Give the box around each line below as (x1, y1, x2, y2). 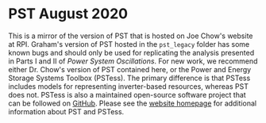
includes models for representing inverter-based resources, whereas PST (8, 81, 249, 91)
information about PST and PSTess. (8, 106, 125, 116)
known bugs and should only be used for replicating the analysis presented (8, 48, 255, 57)
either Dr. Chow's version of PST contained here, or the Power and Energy (8, 64, 252, 74)
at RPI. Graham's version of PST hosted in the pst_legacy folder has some (8, 39, 250, 48)
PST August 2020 (8, 5, 129, 23)
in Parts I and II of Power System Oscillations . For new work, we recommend (8, 56, 258, 66)
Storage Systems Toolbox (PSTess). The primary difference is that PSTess (8, 73, 251, 83)
